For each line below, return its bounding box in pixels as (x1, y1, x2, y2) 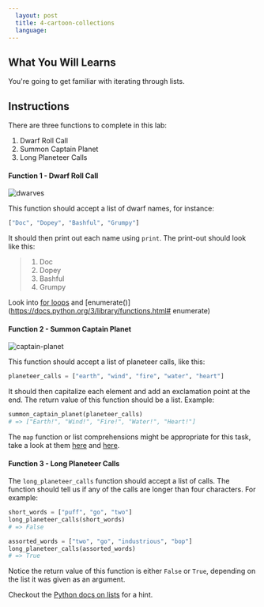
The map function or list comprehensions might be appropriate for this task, (8, 432, 251, 442)
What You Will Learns (8, 55, 116, 69)
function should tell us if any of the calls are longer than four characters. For (8, 484, 256, 495)
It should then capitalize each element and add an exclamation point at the (8, 387, 251, 396)
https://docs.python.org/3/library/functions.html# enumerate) (10, 306, 211, 316)
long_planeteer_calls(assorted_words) (8, 544, 136, 552)
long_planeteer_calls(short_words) (8, 515, 126, 523)
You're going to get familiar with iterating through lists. (8, 77, 185, 86)
